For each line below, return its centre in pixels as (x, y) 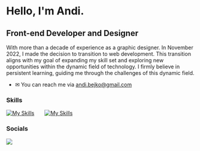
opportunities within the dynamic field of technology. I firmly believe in (93, 67)
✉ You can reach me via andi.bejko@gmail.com (73, 84)
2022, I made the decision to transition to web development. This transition (99, 54)
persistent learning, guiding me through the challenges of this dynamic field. (100, 73)
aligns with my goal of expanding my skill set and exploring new (85, 60)
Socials (17, 129)
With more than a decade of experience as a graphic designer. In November (100, 47)
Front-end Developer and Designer (72, 33)
